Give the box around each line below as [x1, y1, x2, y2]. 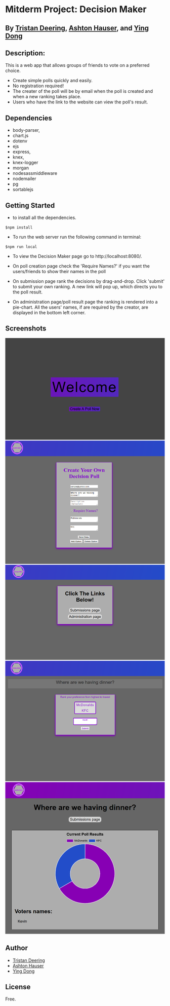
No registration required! [12, 83, 64, 89]
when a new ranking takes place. [12, 94, 81, 100]
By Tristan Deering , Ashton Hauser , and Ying [5, 24, 149, 32]
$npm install [5, 225, 33, 230]
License [5, 983, 31, 991]
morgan [12, 165, 29, 171]
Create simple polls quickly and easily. [12, 78, 93, 84]
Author [5, 944, 28, 952]
